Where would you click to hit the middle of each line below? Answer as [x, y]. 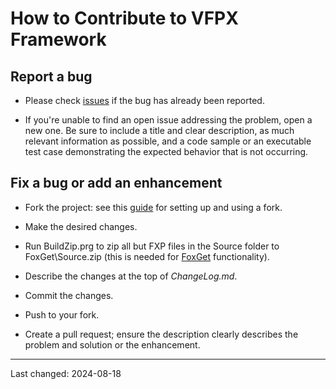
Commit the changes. [69, 295]
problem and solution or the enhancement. [112, 344]
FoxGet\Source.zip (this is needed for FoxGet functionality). [147, 256]
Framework [58, 39]
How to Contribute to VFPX [124, 18]
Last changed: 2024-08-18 [66, 373]
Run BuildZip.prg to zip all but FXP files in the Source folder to [152, 246]
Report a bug [51, 76]
